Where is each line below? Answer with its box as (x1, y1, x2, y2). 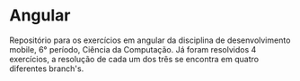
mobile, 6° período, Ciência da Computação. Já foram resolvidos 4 (9, 44, 257, 54)
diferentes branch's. (9, 63, 84, 74)
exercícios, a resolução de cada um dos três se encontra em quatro (9, 53, 259, 64)
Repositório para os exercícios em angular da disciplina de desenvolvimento (9, 35, 291, 45)
